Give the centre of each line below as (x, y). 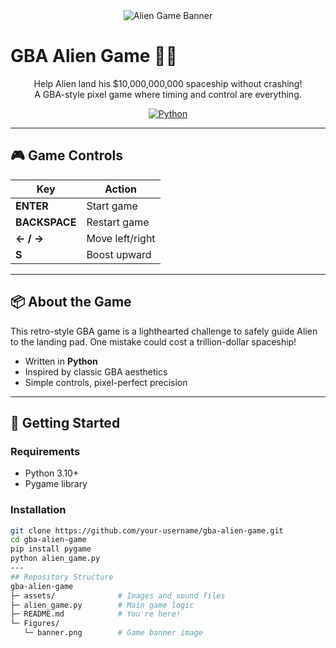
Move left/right (121, 238)
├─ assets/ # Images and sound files (118, 595)
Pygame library (56, 484)
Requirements (45, 451)
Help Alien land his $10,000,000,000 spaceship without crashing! (168, 83)
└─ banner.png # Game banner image (113, 633)
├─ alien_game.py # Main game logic (102, 605)
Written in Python (61, 361)
